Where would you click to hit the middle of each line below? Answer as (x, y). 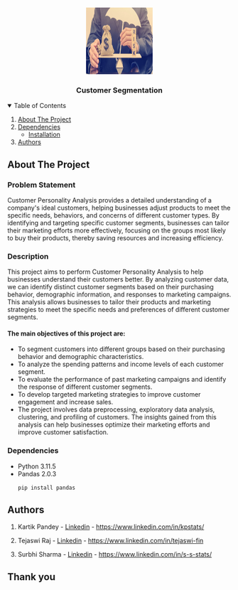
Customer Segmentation (119, 90)
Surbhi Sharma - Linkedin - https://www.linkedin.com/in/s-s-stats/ (115, 554)
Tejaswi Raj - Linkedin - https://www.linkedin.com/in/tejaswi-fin (110, 541)
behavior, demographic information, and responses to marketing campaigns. (119, 294)
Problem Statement (42, 185)
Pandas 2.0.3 (37, 473)
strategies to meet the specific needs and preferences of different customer (119, 310)
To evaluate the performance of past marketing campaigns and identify (122, 380)
